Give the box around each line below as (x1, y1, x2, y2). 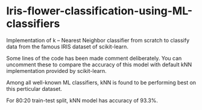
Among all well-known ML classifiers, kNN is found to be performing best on (6, 79, 197, 86)
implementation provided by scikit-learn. (6, 67, 107, 74)
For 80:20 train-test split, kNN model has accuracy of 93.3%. (6, 97, 159, 104)
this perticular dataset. (6, 85, 62, 92)
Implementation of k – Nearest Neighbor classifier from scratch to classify (6, 36, 190, 44)
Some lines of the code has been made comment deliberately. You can (6, 54, 182, 62)
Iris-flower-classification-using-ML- (6, 4, 193, 18)
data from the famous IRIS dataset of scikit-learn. (6, 43, 128, 50)
